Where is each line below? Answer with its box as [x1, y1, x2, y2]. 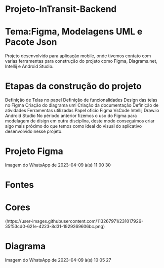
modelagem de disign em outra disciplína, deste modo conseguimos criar [5, 118, 155, 124]
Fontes [5, 179, 34, 191]
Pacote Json [5, 37, 57, 48]
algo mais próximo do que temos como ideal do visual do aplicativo [5, 123, 142, 129]
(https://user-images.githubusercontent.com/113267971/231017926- [5, 218, 144, 224]
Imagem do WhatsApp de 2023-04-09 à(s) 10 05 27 [5, 257, 112, 263]
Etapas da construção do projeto [5, 80, 142, 92]
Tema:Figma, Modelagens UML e [5, 26, 143, 38]
